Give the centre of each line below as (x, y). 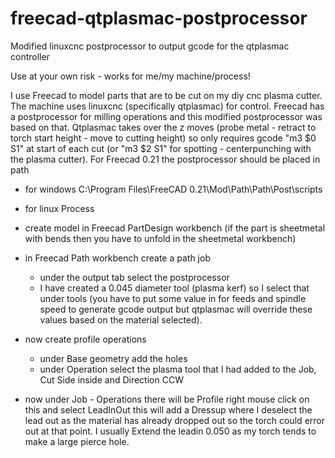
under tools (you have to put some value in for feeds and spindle (173, 298)
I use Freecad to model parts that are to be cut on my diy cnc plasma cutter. (166, 95)
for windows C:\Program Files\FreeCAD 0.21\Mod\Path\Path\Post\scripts (173, 189)
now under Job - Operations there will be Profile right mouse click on (167, 399)
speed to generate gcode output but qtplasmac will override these (176, 309)
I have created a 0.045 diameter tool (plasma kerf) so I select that (174, 288)
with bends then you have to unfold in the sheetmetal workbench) (160, 238)
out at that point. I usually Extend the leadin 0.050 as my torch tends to (170, 431)
